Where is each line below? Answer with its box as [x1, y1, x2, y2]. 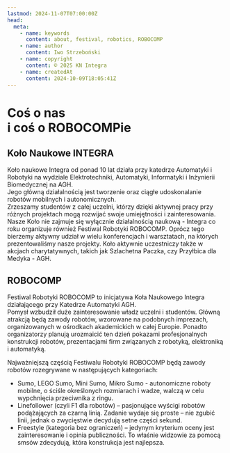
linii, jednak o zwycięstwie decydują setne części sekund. [17, 416, 183, 424]
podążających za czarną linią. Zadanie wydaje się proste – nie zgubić [17, 408, 215, 418]
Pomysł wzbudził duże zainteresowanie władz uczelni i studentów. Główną [7, 308, 220, 317]
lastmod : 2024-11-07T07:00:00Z [7, 10, 98, 17]
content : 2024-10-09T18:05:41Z [25, 74, 117, 82]
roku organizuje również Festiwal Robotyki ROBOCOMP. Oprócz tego [7, 225, 205, 233]
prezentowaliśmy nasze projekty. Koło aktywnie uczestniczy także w [7, 239, 204, 248]
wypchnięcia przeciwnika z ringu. [17, 394, 114, 402]
